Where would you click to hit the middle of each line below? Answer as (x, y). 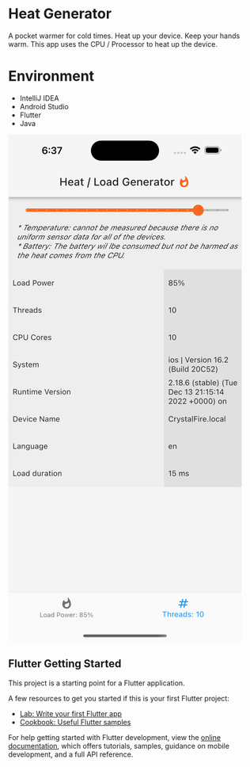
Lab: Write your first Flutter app (71, 713)
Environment (51, 76)
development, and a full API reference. (71, 754)
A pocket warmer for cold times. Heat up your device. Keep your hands (124, 36)
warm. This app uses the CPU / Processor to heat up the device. (113, 44)
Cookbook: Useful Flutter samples (75, 722)
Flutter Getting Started (65, 664)
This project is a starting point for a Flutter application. (97, 683)
